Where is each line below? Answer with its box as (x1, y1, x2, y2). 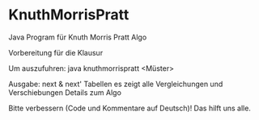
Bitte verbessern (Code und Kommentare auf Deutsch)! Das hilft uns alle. (8, 103, 251, 113)
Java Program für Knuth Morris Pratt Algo (8, 32, 147, 42)
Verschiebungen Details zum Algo (8, 87, 121, 97)
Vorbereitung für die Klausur (8, 48, 104, 57)
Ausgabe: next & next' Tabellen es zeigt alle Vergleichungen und (8, 79, 223, 89)
